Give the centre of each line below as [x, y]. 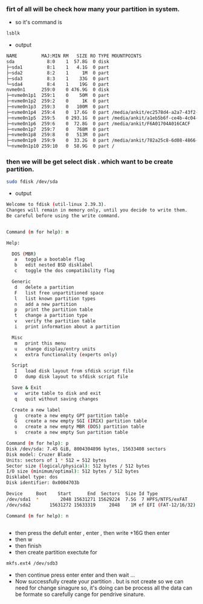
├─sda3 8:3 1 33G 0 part [58, 78]
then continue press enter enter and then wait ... [75, 575]
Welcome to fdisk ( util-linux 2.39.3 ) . [56, 205]
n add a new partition [46, 304]
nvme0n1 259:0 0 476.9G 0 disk [58, 90]
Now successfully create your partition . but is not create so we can [99, 582]
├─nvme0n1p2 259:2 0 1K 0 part [58, 101]
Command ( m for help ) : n [37, 516]
